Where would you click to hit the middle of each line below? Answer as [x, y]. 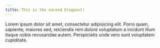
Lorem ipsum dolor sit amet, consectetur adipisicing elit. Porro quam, [77, 24]
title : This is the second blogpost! [45, 10]
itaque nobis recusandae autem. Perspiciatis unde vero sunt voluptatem [80, 34]
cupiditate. [16, 40]
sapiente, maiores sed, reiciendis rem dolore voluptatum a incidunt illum [80, 29]
